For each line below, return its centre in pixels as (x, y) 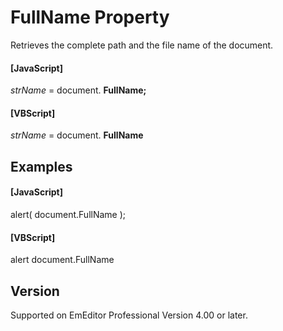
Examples (41, 166)
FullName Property (90, 17)
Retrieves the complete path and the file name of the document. (142, 45)
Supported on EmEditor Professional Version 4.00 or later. (129, 315)
